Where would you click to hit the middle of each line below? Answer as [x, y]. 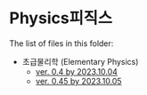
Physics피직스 [61, 18]
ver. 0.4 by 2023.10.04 [77, 71]
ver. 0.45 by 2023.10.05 [78, 81]
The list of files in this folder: [61, 43]
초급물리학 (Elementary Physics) [80, 61]
